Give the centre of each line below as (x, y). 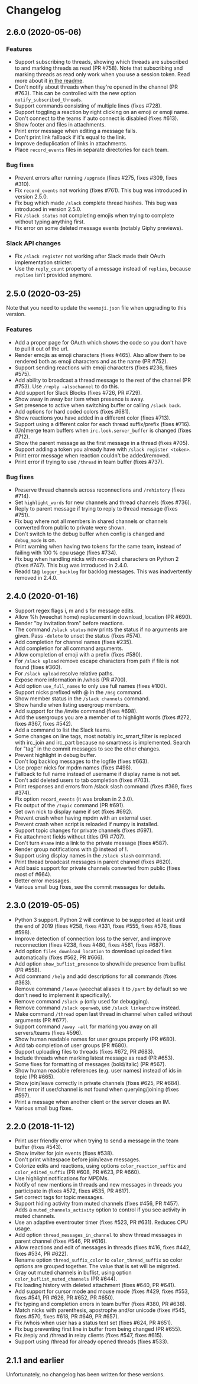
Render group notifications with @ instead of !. (71, 849)
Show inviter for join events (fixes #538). (64, 1154)
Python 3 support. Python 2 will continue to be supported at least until (100, 920)
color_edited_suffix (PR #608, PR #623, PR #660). (77, 1172)
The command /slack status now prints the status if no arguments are (101, 629)
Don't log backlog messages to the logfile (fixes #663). (82, 761)
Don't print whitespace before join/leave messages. (77, 1159)
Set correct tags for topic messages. (59, 1197)
